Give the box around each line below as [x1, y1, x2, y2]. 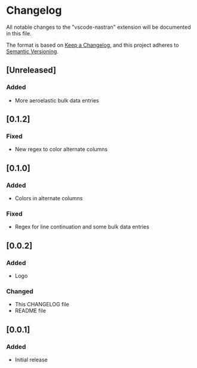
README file [14, 307, 47, 315]
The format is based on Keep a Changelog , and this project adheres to [6, 41, 179, 49]
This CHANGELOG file [14, 301, 70, 308]
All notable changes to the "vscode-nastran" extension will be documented [6, 23, 191, 31]
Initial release [14, 356, 48, 363]
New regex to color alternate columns [14, 146, 108, 153]
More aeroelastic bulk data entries [14, 96, 100, 104]
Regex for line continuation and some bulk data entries [14, 223, 149, 231]
